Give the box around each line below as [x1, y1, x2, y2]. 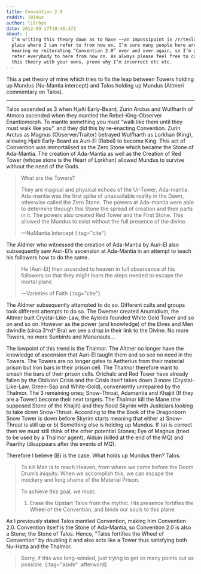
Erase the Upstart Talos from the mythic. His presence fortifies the [29, 499, 194, 506]
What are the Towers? [20, 174, 75, 182]
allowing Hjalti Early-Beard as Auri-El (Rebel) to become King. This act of [6, 137, 185, 144]
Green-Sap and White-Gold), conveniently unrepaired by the [31, 383, 181, 390]
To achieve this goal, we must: [20, 488, 96, 495]
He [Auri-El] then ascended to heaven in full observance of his [20, 265, 175, 273]
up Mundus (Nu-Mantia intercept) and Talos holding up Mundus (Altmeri [6, 81, 184, 89]
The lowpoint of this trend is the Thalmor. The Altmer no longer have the [6, 345, 184, 352]
